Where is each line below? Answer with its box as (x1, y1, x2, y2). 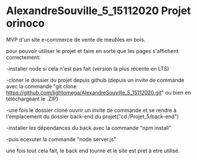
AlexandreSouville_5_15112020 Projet (6, 4, 191, 18)
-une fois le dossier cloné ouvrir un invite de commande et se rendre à (6, 106, 177, 114)
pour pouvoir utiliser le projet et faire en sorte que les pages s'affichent (6, 47, 179, 54)
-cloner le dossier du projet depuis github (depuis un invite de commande (6, 76, 185, 84)
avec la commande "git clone (6, 82, 77, 89)
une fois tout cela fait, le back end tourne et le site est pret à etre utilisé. (6, 147, 181, 154)
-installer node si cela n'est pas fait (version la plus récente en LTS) (6, 65, 169, 72)
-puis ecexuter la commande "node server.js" (6, 135, 116, 142)
